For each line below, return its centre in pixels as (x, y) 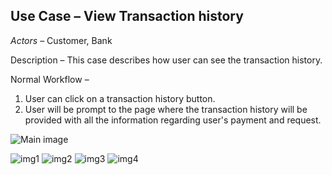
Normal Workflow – (50, 79)
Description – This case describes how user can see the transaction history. (166, 60)
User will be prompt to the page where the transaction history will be (166, 109)
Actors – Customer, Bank (61, 40)
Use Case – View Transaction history (127, 16)
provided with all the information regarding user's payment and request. (173, 120)
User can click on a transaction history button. (120, 98)
